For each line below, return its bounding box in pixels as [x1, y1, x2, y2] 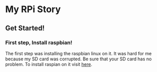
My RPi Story [5, 4, 61, 15]
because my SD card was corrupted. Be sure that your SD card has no [5, 56, 152, 62]
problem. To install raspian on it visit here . [5, 61, 93, 67]
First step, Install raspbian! [5, 39, 72, 46]
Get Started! [5, 24, 45, 32]
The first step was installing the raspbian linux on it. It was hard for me [5, 50, 152, 56]
